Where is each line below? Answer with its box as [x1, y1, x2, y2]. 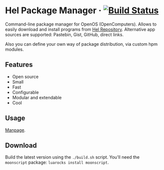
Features [5, 60, 33, 69]
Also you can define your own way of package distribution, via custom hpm [5, 41, 158, 47]
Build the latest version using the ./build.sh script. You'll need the [5, 154, 140, 160]
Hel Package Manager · [5, 5, 102, 16]
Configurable [12, 89, 39, 95]
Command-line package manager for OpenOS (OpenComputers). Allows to [5, 21, 157, 27]
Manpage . [5, 127, 26, 133]
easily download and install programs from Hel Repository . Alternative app [5, 26, 156, 32]
